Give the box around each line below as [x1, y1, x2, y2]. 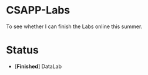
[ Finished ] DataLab [14, 63, 62, 70]
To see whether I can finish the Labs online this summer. [6, 23, 143, 30]
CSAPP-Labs [6, 4, 70, 17]
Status [6, 43, 39, 57]
